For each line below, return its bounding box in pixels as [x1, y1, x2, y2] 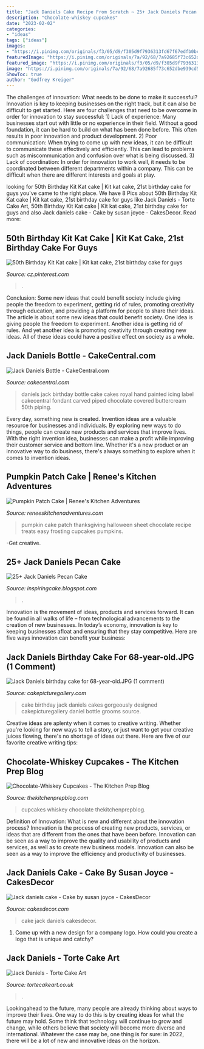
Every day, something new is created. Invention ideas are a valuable [6, 415, 176, 422]
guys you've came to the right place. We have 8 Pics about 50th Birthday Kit [6, 189, 197, 197]
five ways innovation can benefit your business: [6, 634, 126, 641]
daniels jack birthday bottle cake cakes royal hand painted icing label [21, 390, 194, 398]
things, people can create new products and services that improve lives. [6, 428, 187, 436]
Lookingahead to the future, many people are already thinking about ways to [6, 1005, 197, 1012]
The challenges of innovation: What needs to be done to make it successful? [6, 94, 198, 101]
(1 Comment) [6, 662, 56, 672]
